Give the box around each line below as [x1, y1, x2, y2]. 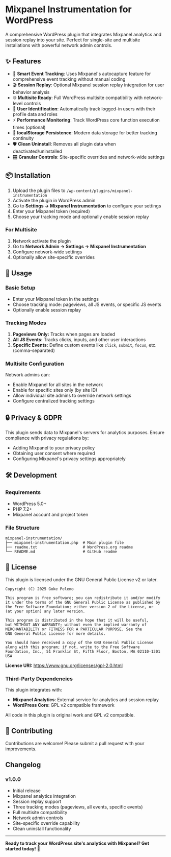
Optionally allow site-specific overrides [12, 254, 95, 260]
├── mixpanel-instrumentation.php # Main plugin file [5, 540, 124, 545]
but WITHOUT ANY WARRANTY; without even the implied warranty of [5, 622, 147, 627]
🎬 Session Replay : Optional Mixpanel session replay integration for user [12, 82, 164, 88]
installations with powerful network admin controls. [5, 42, 112, 48]
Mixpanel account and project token [12, 511, 89, 517]
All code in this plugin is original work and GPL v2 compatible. [5, 712, 135, 718]
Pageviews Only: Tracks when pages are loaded [12, 331, 116, 337]
